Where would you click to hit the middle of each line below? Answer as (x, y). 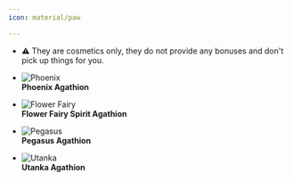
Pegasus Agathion (56, 140)
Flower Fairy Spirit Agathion (74, 113)
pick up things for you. (62, 60)
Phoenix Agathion (55, 86)
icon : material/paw (45, 17)
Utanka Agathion (53, 167)
